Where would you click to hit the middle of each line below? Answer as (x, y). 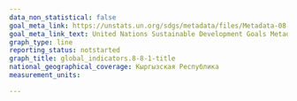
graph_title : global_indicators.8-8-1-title (92, 58)
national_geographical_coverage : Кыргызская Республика (114, 67)
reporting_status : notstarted (65, 50)
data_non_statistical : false (63, 17)
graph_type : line (41, 42)
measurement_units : (45, 75)
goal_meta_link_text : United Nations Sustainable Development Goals (138, 34)
